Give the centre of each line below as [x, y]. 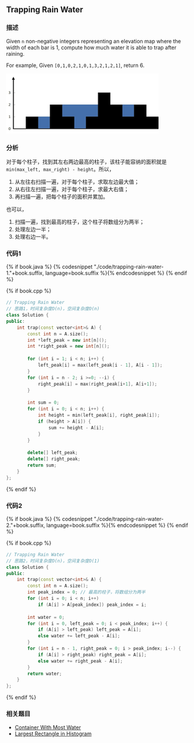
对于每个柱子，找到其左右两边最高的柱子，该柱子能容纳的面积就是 [86, 161]
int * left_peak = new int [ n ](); [67, 340]
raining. [15, 53]
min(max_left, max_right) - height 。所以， [60, 169]
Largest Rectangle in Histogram [53, 734]
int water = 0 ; [46, 617]
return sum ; [42, 465]
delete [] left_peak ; [53, 453]
